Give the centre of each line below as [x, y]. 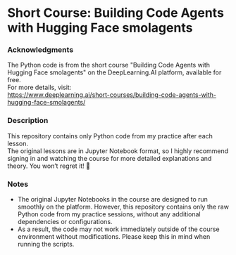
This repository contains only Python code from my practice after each [110, 136]
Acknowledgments [41, 50]
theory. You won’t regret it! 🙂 [49, 166]
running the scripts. [46, 244]
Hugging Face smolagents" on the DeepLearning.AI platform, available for [114, 72]
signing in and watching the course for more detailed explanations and [110, 158]
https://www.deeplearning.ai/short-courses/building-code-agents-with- [112, 95]
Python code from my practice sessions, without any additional [109, 214]
